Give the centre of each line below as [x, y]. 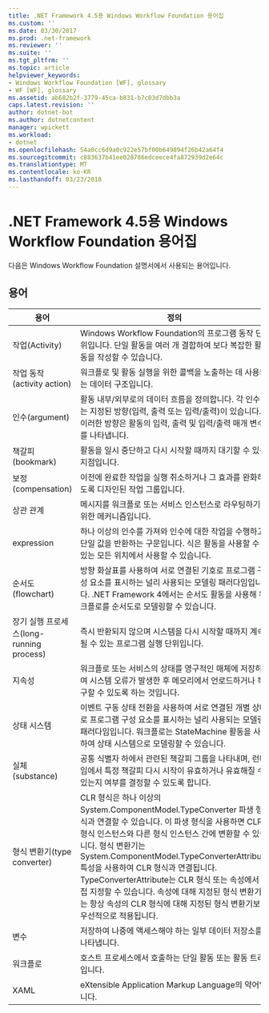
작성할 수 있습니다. [130, 357]
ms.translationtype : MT [48, 165]
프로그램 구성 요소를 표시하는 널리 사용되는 [165, 719]
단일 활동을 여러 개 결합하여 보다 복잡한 [183, 345]
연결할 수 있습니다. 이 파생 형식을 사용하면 [171, 822]
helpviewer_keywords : [44, 75]
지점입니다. [100, 462]
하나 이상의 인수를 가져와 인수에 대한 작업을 [157, 531]
